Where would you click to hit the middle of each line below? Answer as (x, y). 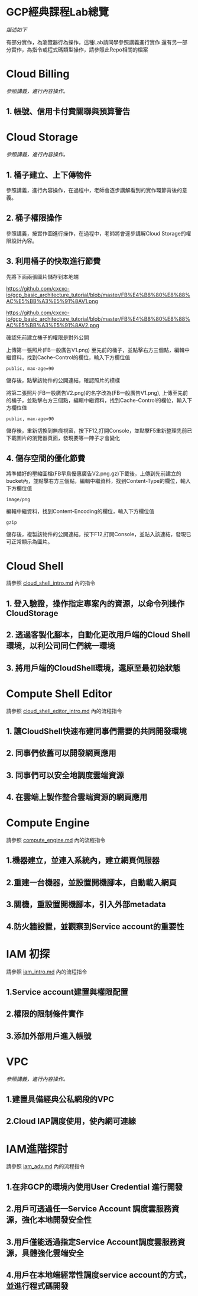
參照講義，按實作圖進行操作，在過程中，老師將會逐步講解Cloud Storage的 (96, 233)
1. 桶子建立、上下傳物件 (49, 175)
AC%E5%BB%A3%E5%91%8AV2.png (53, 325)
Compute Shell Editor (59, 694)
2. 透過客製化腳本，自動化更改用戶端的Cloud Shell (98, 635)
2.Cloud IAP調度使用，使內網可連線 (71, 1121)
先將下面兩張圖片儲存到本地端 (42, 276)
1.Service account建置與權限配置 (67, 992)
